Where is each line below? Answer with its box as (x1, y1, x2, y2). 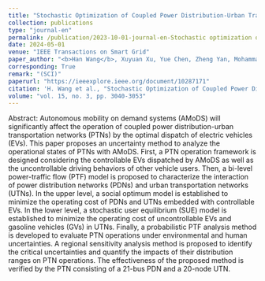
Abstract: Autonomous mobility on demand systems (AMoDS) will (8, 113, 221, 123)
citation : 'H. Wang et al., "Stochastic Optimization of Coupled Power (8, 84, 248, 93)
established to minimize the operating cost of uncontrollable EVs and (8, 214, 232, 224)
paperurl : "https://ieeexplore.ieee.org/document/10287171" (8, 77, 211, 85)
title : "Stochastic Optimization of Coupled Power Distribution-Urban (8, 11, 245, 20)
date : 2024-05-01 (8, 41, 65, 49)
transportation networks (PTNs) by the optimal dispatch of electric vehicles (8, 131, 253, 140)
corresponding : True (8, 63, 77, 71)
